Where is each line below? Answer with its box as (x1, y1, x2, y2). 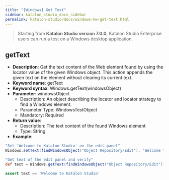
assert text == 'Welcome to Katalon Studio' (5, 171, 100, 176)
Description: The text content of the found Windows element (20, 123, 146, 129)
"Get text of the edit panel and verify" (5, 157, 94, 162)
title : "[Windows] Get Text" (5, 7, 66, 13)
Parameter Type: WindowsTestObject (20, 107, 97, 113)
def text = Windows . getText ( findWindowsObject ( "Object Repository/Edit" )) (5, 162, 165, 167)
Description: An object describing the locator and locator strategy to (20, 96, 161, 102)
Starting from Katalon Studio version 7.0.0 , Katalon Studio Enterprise (17, 31, 162, 37)
